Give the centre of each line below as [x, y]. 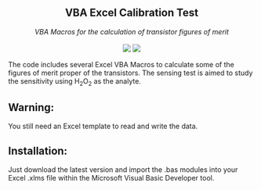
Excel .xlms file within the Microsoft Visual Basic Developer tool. [111, 178]
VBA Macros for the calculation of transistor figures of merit [132, 31]
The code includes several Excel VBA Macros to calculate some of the [121, 64]
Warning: [31, 108]
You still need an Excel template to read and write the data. [103, 126]
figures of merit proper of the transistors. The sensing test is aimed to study [130, 73]
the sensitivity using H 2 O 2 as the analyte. [74, 82]
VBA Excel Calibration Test [132, 13]
